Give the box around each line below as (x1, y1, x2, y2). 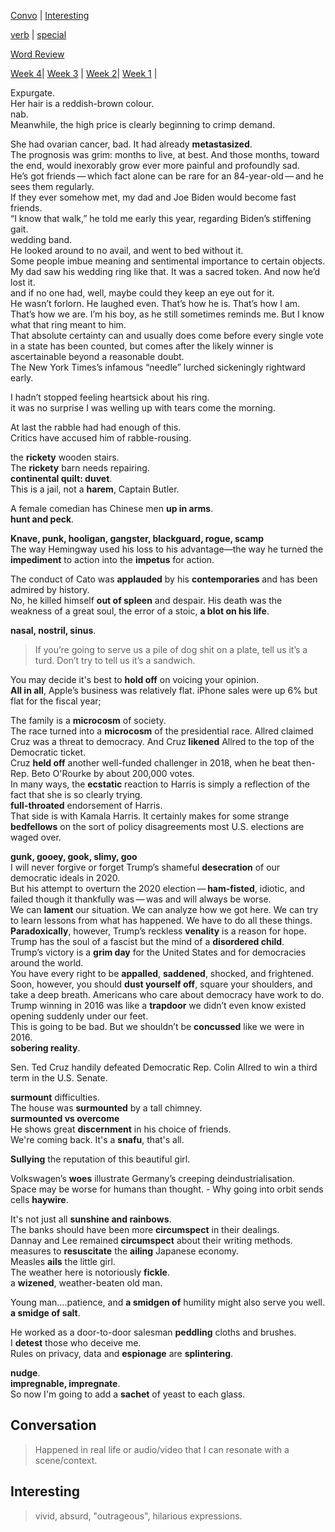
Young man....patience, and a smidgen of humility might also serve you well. (10, 1296, 325, 1308)
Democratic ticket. (10, 746, 87, 758)
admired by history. (10, 584, 90, 595)
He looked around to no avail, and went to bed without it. (10, 245, 244, 256)
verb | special (10, 29, 67, 40)
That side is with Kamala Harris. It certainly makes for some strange (10, 810, 290, 822)
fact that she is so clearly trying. (10, 789, 143, 800)
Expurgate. (10, 87, 56, 99)
